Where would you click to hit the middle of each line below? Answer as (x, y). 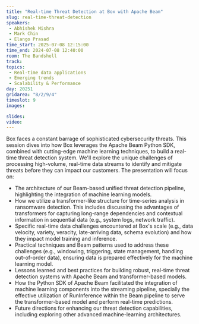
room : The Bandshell (32, 56)
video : (14, 122)
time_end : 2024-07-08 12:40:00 (45, 51)
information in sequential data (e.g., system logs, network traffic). (95, 220)
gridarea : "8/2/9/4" (32, 95)
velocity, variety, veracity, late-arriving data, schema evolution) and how (103, 232)
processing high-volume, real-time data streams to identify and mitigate (94, 164)
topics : (16, 67)
